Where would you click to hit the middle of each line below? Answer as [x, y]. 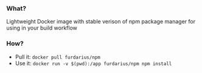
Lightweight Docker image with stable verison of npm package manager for [101, 22]
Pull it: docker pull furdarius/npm [57, 57]
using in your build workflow [42, 28]
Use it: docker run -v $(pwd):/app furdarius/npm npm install [93, 63]
